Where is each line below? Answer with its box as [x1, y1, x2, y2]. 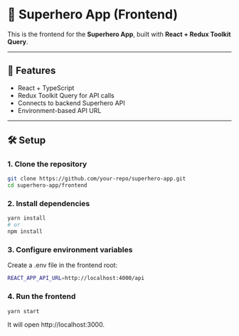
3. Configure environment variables [7, 245, 133, 255]
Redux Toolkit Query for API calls [17, 91, 115, 99]
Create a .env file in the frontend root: [7, 261, 118, 269]
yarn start [7, 308, 40, 315]
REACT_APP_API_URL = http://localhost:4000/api [7, 275, 144, 282]
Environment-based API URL [17, 106, 102, 114]
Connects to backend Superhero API [17, 99, 126, 107]
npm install [7, 228, 43, 235]
